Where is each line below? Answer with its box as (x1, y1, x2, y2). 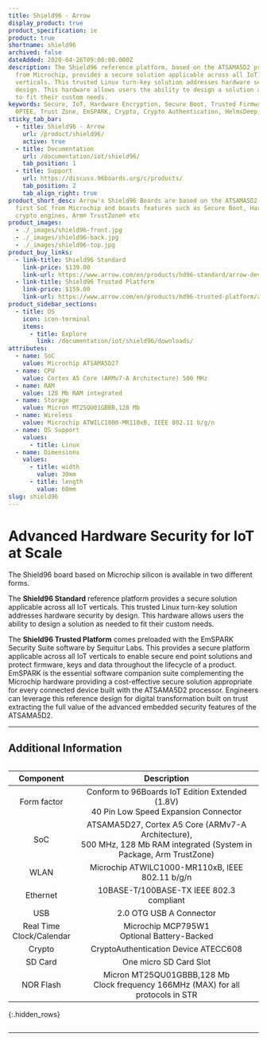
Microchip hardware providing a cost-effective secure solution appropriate (8, 677, 253, 687)
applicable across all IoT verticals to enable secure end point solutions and (8, 652, 253, 661)
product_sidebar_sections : (8, 300, 98, 308)
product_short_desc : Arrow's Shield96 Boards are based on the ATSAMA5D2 (8, 197, 258, 205)
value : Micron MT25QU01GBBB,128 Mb (22, 404, 141, 412)
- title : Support (15, 167, 73, 175)
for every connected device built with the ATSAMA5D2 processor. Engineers (8, 685, 259, 695)
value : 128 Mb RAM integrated (22, 389, 123, 397)
